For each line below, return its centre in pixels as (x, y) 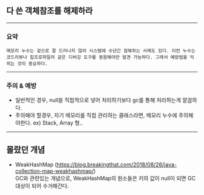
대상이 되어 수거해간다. (42, 186)
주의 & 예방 (21, 86)
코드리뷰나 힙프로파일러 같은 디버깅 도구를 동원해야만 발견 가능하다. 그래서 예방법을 (97, 57)
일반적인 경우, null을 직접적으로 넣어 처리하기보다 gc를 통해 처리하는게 (98, 100)
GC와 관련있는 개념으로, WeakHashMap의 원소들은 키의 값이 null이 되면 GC (105, 179)
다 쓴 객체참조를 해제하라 (49, 11)
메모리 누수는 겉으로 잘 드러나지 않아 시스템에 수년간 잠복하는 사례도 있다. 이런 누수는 (101, 51)
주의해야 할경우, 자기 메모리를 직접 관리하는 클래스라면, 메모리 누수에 (96, 115)
